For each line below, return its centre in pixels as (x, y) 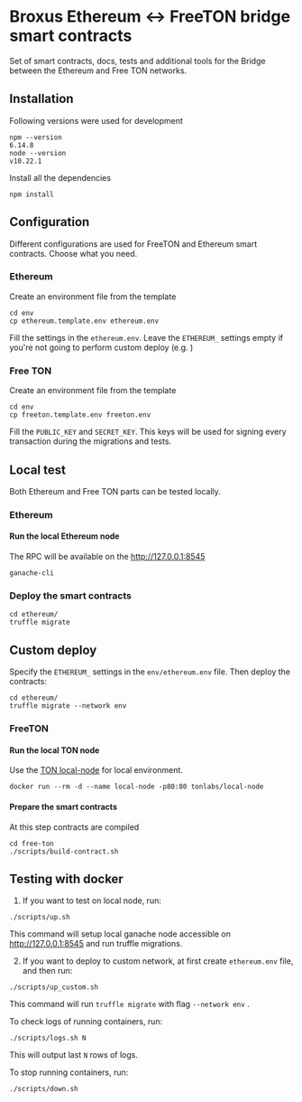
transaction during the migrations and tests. (91, 441)
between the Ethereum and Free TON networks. (98, 71)
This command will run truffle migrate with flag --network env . (129, 1004)
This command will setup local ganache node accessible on (120, 934)
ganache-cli (32, 573)
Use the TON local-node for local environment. (96, 770)
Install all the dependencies (60, 177)
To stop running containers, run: (69, 1072)
